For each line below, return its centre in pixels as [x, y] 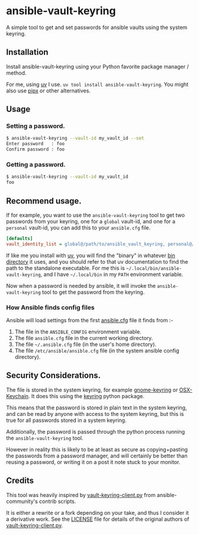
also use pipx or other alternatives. [48, 91]
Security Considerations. [54, 375]
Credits [20, 481]
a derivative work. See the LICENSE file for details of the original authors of [98, 519]
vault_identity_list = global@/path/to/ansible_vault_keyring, [86, 244]
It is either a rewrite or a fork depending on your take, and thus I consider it [97, 512]
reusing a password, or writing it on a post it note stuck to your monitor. [93, 462]
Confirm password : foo [36, 149]
